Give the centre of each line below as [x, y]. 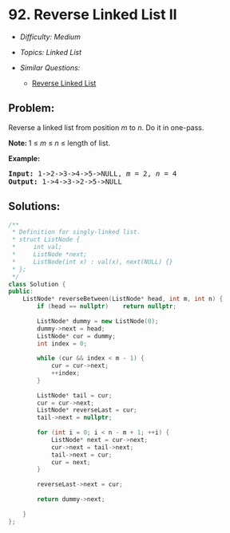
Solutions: [34, 206]
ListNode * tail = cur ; [75, 395]
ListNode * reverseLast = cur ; [87, 410]
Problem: [32, 108]
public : [21, 292]
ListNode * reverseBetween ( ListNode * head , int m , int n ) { [123, 299]
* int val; [37, 247]
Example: [24, 158]
